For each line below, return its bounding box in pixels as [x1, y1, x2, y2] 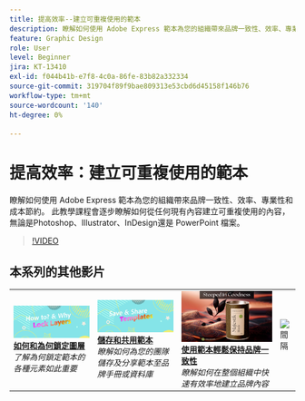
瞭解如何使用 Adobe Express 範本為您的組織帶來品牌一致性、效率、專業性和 [9, 195, 293, 206]
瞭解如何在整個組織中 [181, 367, 261, 377]
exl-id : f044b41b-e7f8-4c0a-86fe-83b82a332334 [9, 73, 189, 82]
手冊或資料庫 [104, 368, 153, 380]
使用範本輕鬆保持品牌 [181, 344, 261, 355]
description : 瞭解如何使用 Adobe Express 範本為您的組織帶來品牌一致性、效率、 [9, 24, 286, 34]
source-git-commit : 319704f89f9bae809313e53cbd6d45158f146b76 [9, 82, 250, 91]
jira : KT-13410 [9, 63, 67, 72]
